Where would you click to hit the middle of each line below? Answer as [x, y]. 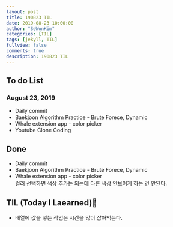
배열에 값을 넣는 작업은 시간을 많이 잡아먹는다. [69, 217]
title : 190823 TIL [29, 17]
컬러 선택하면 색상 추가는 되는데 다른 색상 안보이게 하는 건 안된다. [91, 183]
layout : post [23, 12]
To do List [25, 81]
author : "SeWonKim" [31, 29]
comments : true [25, 51]
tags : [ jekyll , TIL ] [32, 40]
